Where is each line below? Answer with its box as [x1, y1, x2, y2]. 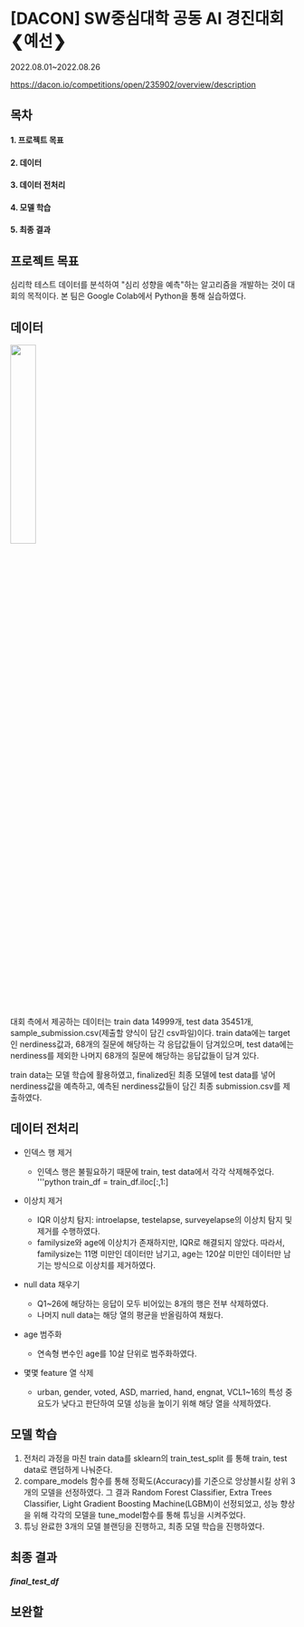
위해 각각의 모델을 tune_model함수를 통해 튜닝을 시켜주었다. [33, 1509, 246, 1520]
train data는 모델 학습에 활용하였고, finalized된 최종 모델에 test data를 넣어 [10, 1069, 276, 1080]
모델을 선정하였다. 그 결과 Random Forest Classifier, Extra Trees [40, 1487, 272, 1497]
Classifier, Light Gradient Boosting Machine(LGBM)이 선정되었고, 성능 [23, 1497, 279, 1509]
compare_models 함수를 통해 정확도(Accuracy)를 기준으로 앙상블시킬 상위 [23, 1475, 289, 1487]
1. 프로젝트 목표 [10, 134, 64, 145]
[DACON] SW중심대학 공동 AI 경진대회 [10, 8, 284, 29]
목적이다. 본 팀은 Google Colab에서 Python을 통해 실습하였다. [26, 291, 247, 302]
